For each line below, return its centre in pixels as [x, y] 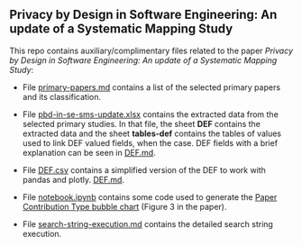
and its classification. [62, 96]
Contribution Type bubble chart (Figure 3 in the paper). [124, 206]
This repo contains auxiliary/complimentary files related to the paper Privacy [151, 50]
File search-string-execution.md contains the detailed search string [147, 223]
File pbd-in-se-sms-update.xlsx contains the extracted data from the [151, 114]
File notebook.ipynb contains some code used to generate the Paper [150, 196]
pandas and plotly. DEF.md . [73, 179]
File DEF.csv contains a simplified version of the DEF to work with [144, 169]
